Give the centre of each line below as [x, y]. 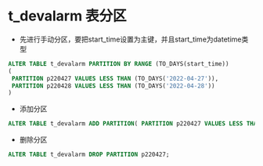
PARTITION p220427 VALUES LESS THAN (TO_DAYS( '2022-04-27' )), [115, 78]
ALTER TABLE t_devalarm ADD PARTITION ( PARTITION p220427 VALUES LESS [126, 124]
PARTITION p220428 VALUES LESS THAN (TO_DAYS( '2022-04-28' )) [113, 86]
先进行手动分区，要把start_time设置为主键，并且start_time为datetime [130, 39]
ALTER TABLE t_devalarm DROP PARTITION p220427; [89, 155]
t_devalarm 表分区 [67, 16]
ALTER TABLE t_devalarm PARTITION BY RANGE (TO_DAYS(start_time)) [119, 63]
